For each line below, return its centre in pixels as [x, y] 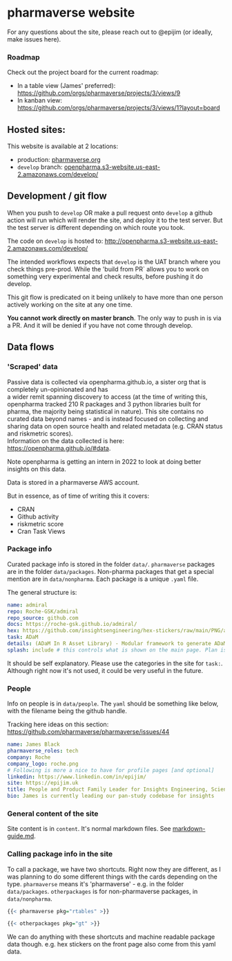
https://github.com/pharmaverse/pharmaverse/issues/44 [88, 732]
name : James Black [33, 745]
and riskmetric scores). [40, 433]
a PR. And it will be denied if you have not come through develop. [100, 325]
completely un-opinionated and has [58, 389]
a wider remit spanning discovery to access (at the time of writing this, [107, 397]
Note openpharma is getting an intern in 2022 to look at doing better [104, 461]
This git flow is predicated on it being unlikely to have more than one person [115, 297]
